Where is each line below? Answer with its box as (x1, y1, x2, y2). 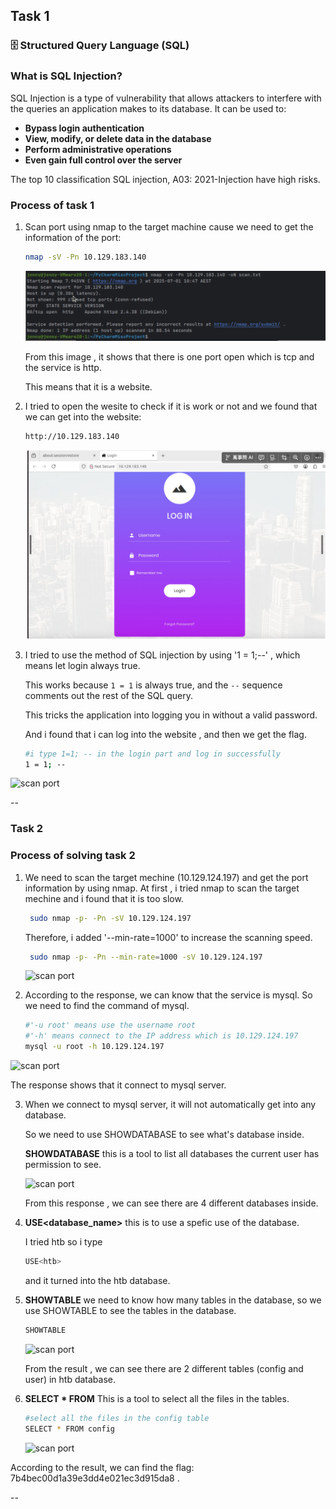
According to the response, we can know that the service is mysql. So (24, 989, 313, 1001)
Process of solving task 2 (10, 849, 136, 863)
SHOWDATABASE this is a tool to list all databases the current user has (24, 1148, 320, 1160)
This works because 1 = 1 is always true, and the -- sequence (24, 679, 283, 691)
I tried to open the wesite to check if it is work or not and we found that (24, 400, 318, 412)
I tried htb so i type (24, 1236, 103, 1248)
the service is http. (24, 361, 102, 373)
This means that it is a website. (24, 380, 153, 393)
